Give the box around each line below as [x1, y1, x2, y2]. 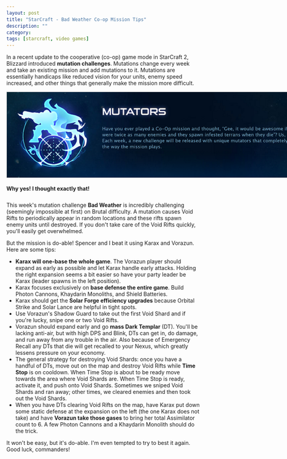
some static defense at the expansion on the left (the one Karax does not [15, 408, 200, 415]
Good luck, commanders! [6, 445, 71, 453]
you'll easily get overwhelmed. [6, 228, 84, 235]
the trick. [15, 427, 38, 435]
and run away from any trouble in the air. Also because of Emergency [15, 336, 191, 344]
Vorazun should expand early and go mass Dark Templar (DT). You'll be [15, 323, 198, 331]
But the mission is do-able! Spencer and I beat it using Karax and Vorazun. [6, 239, 194, 247]
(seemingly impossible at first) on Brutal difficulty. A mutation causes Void [6, 208, 193, 215]
